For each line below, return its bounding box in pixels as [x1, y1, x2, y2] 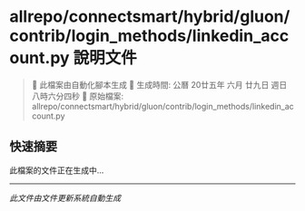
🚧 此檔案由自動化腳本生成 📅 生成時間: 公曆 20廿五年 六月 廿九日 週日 [31, 79, 288, 90]
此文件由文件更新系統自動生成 [9, 192, 121, 203]
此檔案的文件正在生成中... [9, 165, 104, 176]
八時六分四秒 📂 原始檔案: [31, 91, 124, 101]
